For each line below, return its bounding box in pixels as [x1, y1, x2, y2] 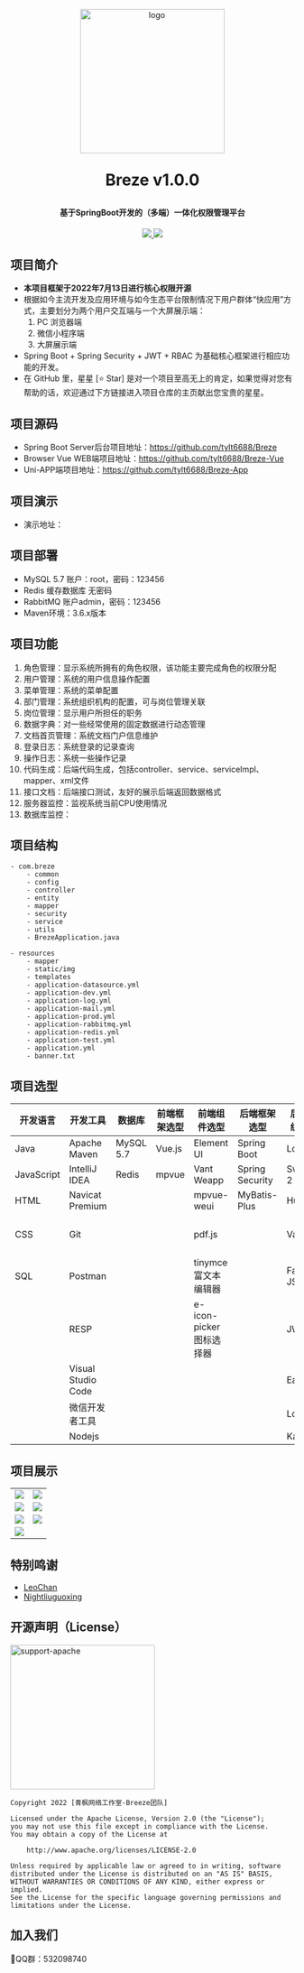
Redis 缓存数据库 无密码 [23, 585, 112, 596]
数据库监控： [23, 809, 71, 820]
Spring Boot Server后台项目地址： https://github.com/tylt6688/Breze [23, 442, 278, 453]
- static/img [26, 965, 76, 974]
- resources [10, 949, 55, 959]
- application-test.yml [26, 1036, 116, 1045]
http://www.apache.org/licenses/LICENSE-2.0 [26, 1846, 197, 1855]
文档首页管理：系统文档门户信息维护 [23, 729, 159, 740]
